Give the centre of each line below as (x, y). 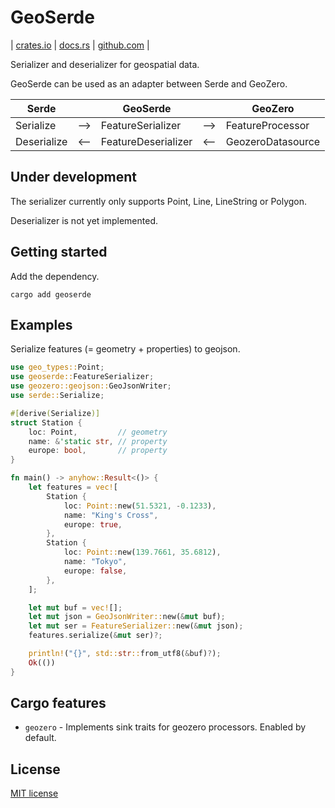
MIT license (34, 793)
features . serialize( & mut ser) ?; (95, 636)
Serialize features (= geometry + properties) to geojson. (125, 349)
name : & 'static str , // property (98, 441)
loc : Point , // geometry (98, 432)
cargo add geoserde (51, 294)
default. (40, 738)
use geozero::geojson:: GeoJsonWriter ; (91, 386)
